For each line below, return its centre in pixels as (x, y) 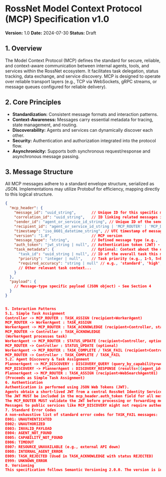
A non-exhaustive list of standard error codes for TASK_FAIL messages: (82, 415)
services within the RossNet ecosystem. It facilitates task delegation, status (82, 71)
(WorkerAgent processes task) (36, 336)
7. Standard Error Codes (31, 410)
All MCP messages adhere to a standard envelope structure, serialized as (80, 184)
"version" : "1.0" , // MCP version (68, 236)
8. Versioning (20, 465)
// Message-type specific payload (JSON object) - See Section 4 (83, 286)
